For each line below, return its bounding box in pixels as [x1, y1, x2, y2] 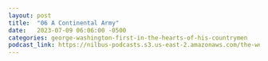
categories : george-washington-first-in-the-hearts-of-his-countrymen [8, 33, 248, 42]
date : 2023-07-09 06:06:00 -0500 [8, 26, 127, 34]
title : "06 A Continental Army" [8, 19, 120, 27]
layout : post [8, 11, 52, 20]
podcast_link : [8, 41, 56, 49]
